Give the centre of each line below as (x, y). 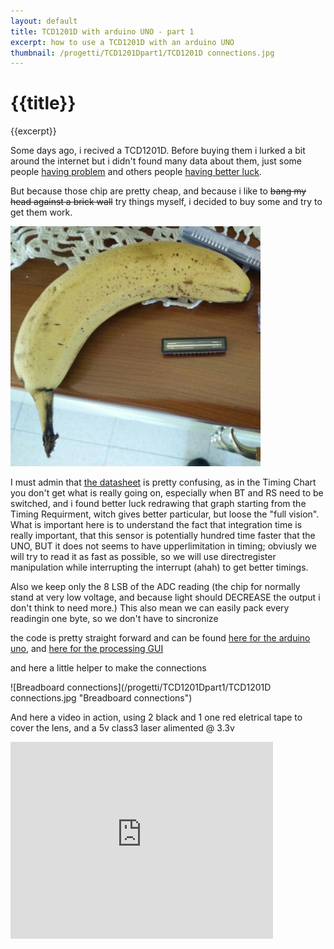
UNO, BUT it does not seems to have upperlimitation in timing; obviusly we (163, 546)
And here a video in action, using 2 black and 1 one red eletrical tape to (156, 717)
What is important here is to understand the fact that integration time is (156, 525)
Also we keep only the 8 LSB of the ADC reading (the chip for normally (155, 587)
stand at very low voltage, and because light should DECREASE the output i (165, 597)
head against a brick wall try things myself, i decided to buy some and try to (166, 202)
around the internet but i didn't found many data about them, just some (156, 161)
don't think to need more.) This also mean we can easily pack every (150, 608)
